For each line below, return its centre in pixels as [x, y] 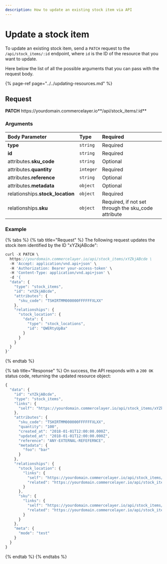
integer [88, 169]
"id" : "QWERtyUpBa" [47, 328]
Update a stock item [47, 34]
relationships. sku [28, 208]
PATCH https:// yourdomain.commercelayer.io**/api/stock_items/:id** [76, 111]
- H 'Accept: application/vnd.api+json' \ [53, 264]
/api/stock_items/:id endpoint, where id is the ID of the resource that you [82, 53]
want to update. [21, 59]
